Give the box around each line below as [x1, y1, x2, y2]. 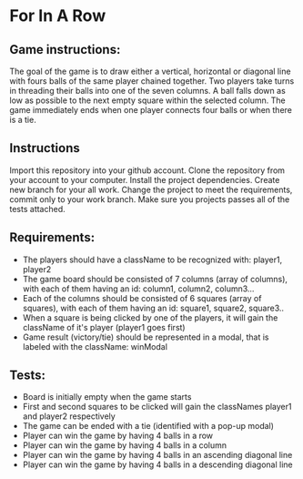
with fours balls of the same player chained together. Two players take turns [9, 76, 295, 87]
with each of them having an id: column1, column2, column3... [22, 283, 255, 294]
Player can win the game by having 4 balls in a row [22, 430, 214, 442]
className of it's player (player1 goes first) [22, 321, 186, 332]
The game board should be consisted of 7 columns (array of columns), [22, 273, 288, 284]
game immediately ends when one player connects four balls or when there [9, 105, 293, 115]
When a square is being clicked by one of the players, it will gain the [22, 311, 278, 323]
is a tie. [9, 115, 36, 125]
